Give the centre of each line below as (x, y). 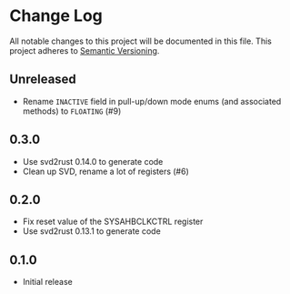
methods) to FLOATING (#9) (72, 111)
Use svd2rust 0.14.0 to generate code (93, 161)
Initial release (47, 282)
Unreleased (43, 80)
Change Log (56, 16)
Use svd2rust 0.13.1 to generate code (91, 231)
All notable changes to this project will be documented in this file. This (141, 41)
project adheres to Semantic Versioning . (85, 50)
